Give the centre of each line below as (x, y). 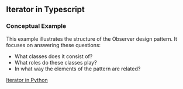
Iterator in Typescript (45, 10)
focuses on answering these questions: (53, 45)
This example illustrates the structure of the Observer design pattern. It (91, 39)
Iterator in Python (27, 80)
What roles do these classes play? (56, 62)
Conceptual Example (36, 26)
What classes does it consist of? (53, 56)
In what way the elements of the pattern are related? (77, 69)
